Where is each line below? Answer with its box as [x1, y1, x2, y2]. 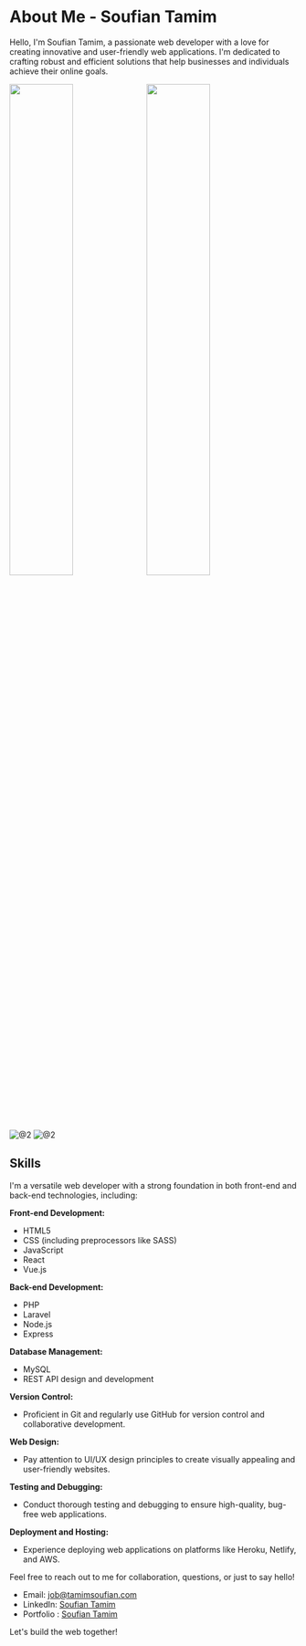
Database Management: [9, 1346, 103, 1357]
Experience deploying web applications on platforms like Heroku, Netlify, [22, 1544, 297, 1555]
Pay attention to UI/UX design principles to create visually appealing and [22, 1453, 296, 1464]
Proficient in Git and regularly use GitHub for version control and [22, 1409, 265, 1420]
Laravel [22, 1308, 51, 1320]
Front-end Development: [9, 1207, 105, 1218]
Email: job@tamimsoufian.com [22, 1588, 137, 1599]
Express [22, 1328, 54, 1339]
